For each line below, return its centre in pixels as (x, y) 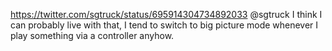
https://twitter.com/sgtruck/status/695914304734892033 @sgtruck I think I (166, 14)
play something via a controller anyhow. (92, 35)
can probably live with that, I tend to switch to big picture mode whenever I (164, 25)
